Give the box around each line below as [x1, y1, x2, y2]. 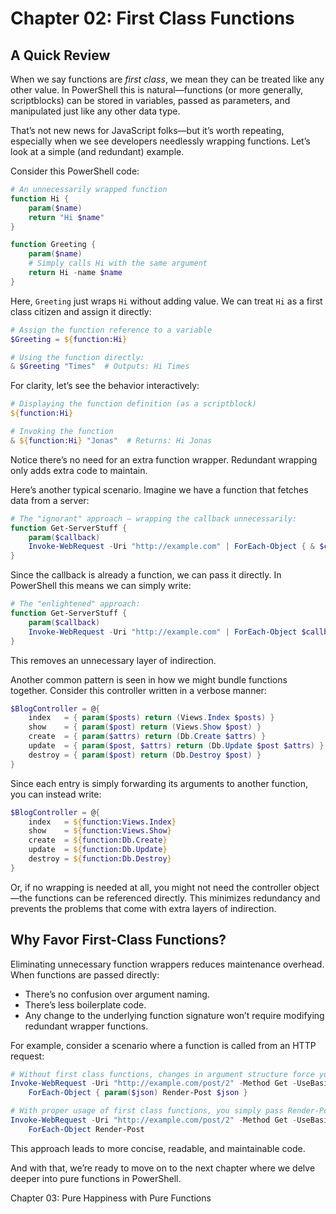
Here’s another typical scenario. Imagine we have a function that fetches [10, 483, 309, 496]
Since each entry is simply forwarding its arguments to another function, [10, 777, 309, 789]
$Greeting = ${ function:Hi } [10, 334, 128, 344]
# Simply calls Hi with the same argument [28, 258, 208, 269]
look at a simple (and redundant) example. [10, 146, 185, 157]
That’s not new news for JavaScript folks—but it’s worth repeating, [10, 125, 285, 136]
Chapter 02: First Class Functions [10, 7, 295, 30]
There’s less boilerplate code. [24, 998, 147, 1011]
